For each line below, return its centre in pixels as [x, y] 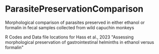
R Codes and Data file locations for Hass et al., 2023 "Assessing [70, 37]
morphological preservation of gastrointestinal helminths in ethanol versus [80, 42]
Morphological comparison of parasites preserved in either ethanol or [75, 22]
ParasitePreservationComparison [74, 9]
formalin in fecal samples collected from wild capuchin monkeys [70, 27]
